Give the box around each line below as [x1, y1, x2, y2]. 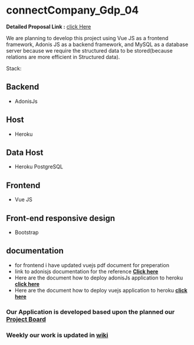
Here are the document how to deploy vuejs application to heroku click [14, 287, 188, 294]
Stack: [6, 64, 22, 71]
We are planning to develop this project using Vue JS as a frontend [6, 34, 169, 41]
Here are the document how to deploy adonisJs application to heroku [14, 274, 183, 281]
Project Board [6, 315, 46, 323]
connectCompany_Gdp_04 [6, 4, 139, 17]
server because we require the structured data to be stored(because [6, 47, 173, 54]
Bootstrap [14, 229, 39, 236]
